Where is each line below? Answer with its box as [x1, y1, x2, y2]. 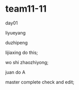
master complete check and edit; [5, 79, 75, 85]
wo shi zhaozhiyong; [5, 59, 49, 65]
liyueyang [5, 29, 26, 36]
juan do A [5, 69, 25, 75]
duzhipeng [5, 39, 28, 46]
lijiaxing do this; [5, 49, 38, 55]
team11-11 [5, 3, 47, 15]
